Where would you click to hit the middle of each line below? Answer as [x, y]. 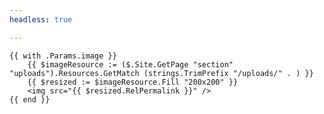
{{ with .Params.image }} [63, 56]
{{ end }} [30, 99]
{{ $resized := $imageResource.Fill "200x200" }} [133, 82]
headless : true [41, 19]
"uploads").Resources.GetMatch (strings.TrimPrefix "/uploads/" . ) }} [161, 73]
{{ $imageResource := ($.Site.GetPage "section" [130, 64]
